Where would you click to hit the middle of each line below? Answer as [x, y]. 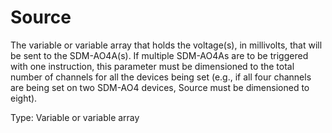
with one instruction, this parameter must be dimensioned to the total [152, 66]
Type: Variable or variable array [75, 117]
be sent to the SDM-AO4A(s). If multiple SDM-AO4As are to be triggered [159, 55]
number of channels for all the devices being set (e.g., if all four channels [161, 77]
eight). [24, 98]
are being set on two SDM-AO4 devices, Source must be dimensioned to [160, 87]
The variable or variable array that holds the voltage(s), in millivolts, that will [166, 45]
